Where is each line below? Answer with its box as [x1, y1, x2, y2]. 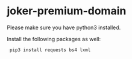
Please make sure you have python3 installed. [7, 24, 121, 31]
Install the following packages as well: [7, 35, 101, 42]
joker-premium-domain [7, 4, 127, 18]
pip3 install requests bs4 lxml [9, 46, 91, 53]
